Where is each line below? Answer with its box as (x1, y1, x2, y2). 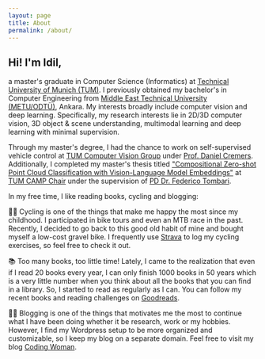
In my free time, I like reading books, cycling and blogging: (8, 192, 199, 201)
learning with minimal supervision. (8, 128, 120, 137)
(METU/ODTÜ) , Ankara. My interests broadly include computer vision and (8, 102, 248, 112)
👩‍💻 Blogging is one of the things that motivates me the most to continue (8, 308, 243, 318)
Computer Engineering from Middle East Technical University (8, 94, 208, 103)
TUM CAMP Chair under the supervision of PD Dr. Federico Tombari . (8, 176, 232, 186)
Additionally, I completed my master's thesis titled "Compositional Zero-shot (8, 159, 257, 169)
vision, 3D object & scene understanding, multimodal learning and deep (8, 119, 241, 128)
